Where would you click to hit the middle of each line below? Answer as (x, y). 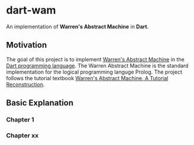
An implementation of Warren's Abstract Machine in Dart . (77, 27)
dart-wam (31, 10)
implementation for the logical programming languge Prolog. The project (94, 72)
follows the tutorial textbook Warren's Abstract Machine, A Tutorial (87, 78)
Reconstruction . (25, 84)
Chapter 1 (20, 120)
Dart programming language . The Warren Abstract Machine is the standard (97, 65)
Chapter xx (22, 135)
